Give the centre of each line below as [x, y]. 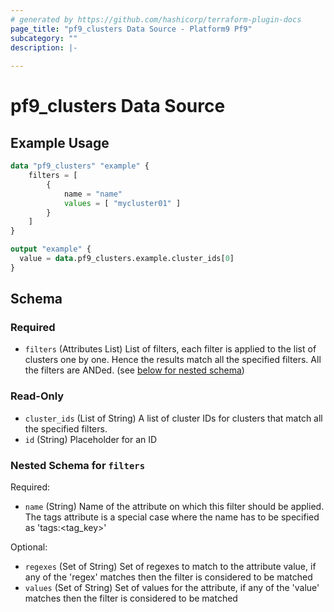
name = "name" [93, 194]
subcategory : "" [44, 38]
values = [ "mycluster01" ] [122, 203]
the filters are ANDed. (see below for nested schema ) [134, 370]
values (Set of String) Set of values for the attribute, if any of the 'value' [172, 588]
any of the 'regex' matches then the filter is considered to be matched [168, 577]
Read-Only [37, 396]
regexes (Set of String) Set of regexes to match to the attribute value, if [170, 567]
